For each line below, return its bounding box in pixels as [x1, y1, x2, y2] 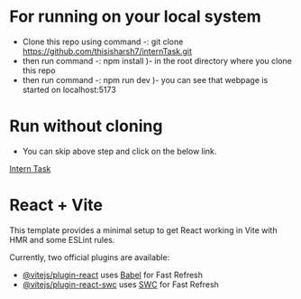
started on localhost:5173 [22, 84, 117, 95]
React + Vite [9, 195, 104, 216]
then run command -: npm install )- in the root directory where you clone [22, 55, 293, 66]
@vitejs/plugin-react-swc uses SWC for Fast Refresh [22, 278, 219, 290]
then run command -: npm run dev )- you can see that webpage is [22, 74, 269, 85]
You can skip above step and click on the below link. [22, 145, 217, 156]
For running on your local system [9, 6, 261, 27]
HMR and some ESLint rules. [9, 234, 115, 245]
